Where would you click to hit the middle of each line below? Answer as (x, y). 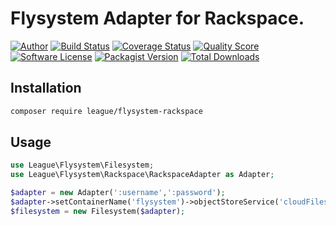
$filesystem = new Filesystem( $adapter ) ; (98, 211)
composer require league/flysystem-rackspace (106, 111)
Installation (46, 88)
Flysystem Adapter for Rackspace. (157, 18)
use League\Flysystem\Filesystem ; (82, 165)
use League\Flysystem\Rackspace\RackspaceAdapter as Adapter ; (142, 175)
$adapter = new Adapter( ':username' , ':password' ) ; (118, 193)
